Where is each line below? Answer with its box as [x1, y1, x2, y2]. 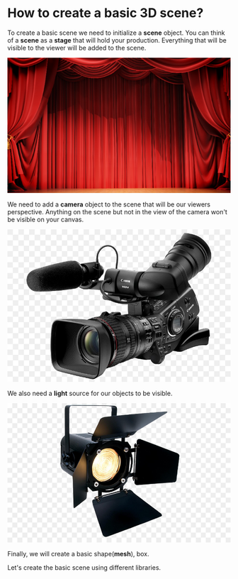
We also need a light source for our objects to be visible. [7, 389, 173, 397]
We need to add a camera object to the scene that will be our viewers [7, 200, 211, 209]
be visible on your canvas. [7, 215, 84, 224]
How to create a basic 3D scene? [7, 5, 204, 21]
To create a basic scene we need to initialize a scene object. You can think [7, 28, 225, 37]
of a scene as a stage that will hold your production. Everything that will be [7, 35, 227, 44]
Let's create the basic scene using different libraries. [7, 563, 161, 572]
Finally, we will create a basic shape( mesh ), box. [7, 549, 150, 558]
